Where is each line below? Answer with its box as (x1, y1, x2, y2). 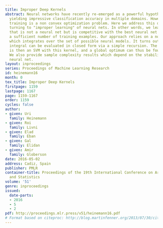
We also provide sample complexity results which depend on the (9, 52, 142, 57)
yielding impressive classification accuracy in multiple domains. (9, 16, 149, 21)
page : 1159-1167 (5, 93, 38, 98)
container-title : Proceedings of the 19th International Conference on (5, 170, 153, 175)
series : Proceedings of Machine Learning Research (5, 66, 110, 71)
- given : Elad (5, 130, 34, 134)
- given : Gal (5, 138, 32, 144)
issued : (5, 188, 21, 193)
